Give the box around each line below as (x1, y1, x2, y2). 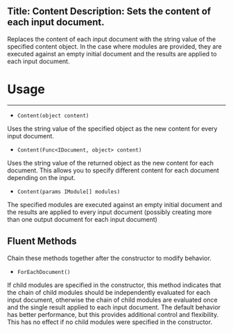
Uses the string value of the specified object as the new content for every (7, 124, 218, 133)
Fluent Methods (7, 236, 78, 247)
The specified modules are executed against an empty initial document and (7, 200, 223, 209)
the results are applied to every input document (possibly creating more (7, 208, 212, 216)
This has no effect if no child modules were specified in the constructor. (7, 318, 213, 326)
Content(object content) (17, 112, 89, 119)
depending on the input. (7, 173, 76, 181)
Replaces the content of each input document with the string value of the (7, 35, 216, 43)
